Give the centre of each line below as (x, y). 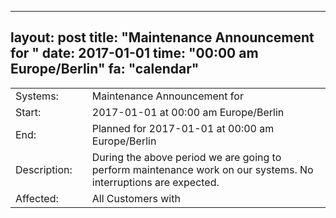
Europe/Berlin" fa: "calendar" (105, 69)
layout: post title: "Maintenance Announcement (162, 37)
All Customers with (136, 198)
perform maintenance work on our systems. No (202, 169)
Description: (44, 169)
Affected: (37, 198)
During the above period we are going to (186, 157)
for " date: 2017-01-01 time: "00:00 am (134, 53)
